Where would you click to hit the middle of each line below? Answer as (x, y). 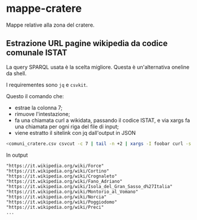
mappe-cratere (44, 9)
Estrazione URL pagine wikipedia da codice (87, 43)
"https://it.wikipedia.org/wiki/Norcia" (57, 197)
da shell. (17, 73)
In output (17, 155)
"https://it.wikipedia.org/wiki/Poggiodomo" (62, 202)
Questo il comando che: (35, 96)
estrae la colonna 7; (39, 108)
